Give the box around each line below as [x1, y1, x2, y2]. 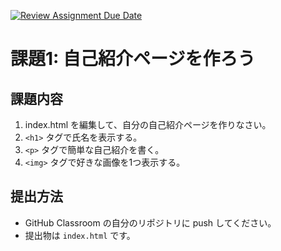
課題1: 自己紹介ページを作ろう [10, 48, 256, 70]
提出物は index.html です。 [24, 229, 136, 241]
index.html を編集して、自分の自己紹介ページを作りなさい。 [24, 119, 272, 130]
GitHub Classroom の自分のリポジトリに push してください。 [24, 216, 277, 229]
